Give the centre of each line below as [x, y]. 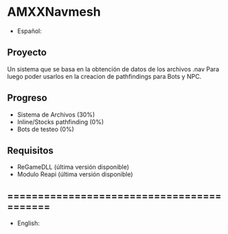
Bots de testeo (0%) [45, 129]
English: [28, 223]
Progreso [27, 98]
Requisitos [30, 151]
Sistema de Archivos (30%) [56, 115]
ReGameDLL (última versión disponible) [73, 167]
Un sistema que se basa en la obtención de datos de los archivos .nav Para [113, 69]
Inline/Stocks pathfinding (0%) [60, 121]
